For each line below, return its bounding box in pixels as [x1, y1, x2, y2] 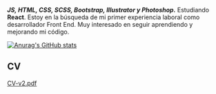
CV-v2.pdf [7, 79, 37, 87]
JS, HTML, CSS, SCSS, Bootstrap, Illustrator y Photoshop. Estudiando [7, 6, 209, 14]
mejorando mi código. [7, 27, 70, 36]
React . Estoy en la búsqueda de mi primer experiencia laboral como [7, 13, 200, 21]
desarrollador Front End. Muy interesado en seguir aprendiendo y [7, 21, 193, 28]
